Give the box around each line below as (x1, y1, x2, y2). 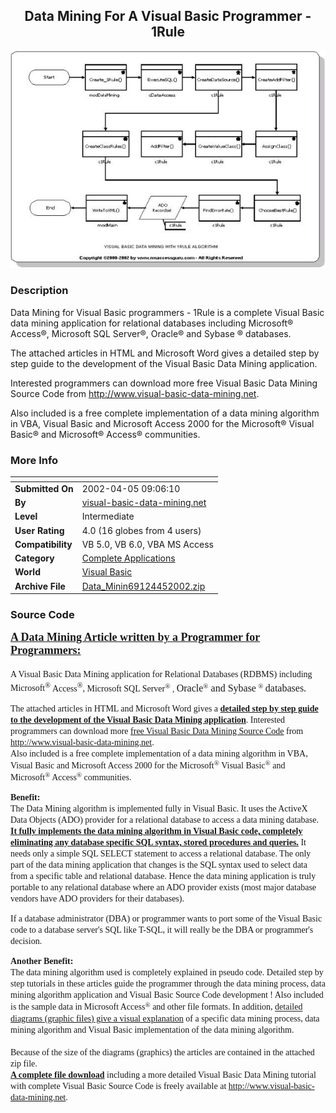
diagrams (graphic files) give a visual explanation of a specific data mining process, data (10, 1013, 320, 1024)
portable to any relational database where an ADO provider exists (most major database (10, 882, 317, 893)
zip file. (10, 1058, 38, 1069)
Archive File (14, 580, 66, 592)
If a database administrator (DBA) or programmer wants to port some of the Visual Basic (10, 914, 323, 924)
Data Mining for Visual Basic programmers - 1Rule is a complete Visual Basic (10, 306, 325, 318)
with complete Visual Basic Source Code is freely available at (10, 1080, 227, 1091)
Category (14, 552, 55, 564)
